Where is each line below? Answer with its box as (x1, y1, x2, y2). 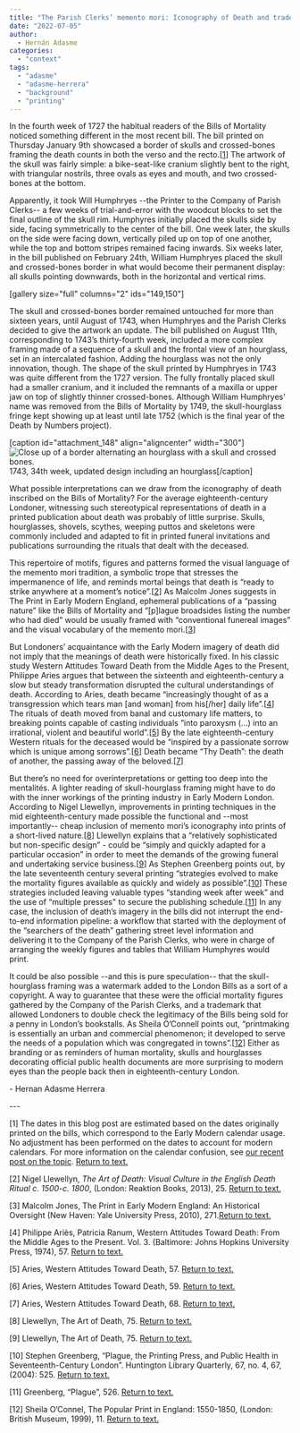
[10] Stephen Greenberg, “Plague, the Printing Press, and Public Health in (9, 1351, 279, 1361)
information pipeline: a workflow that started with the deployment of (36, 916, 287, 926)
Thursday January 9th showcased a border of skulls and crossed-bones (9, 140, 276, 150)
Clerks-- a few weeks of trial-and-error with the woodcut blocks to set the (9, 205, 283, 216)
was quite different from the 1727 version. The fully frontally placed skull (9, 372, 275, 383)
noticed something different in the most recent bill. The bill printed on (9, 131, 264, 141)
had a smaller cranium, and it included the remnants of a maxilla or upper (9, 382, 279, 393)
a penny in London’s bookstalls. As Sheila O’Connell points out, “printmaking (9, 1019, 290, 1029)
